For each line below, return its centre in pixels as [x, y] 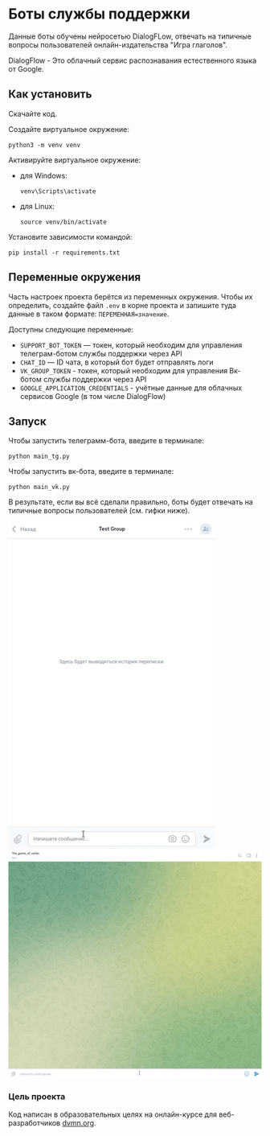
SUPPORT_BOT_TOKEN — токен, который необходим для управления [131, 345]
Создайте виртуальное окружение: [69, 129]
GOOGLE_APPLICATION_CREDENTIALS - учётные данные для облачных [131, 388]
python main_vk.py [39, 488]
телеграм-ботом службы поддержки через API [101, 353]
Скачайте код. [33, 113]
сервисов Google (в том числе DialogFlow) [93, 396]
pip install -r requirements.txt [64, 253]
